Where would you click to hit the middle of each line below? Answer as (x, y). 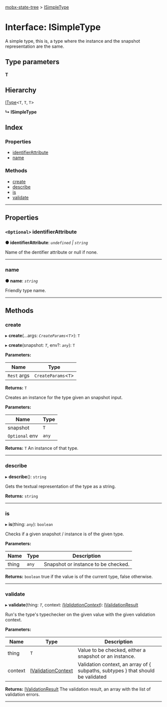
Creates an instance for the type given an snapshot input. (64, 398)
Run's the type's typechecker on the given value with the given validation (80, 614)
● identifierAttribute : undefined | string (47, 243)
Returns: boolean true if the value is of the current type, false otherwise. (79, 576)
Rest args (19, 376)
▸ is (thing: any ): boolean (29, 524)
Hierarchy (21, 90)
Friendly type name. (26, 290)
